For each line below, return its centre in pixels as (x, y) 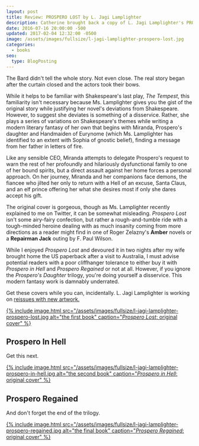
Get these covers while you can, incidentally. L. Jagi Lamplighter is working (98, 293)
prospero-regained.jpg (34, 431)
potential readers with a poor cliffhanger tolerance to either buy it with (92, 262)
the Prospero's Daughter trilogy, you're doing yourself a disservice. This (94, 275)
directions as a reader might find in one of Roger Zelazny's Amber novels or (99, 232)
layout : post (22, 12)
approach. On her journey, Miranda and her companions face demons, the (97, 177)
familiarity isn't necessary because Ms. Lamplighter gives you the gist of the (99, 102)
